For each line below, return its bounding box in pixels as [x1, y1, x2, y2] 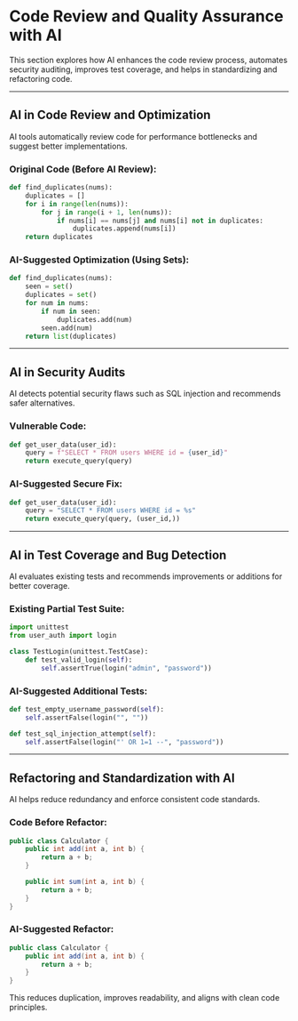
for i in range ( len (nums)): [25, 199, 129, 208]
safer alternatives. [9, 398, 75, 408]
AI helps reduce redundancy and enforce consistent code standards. [9, 794, 261, 805]
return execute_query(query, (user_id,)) [25, 514, 180, 524]
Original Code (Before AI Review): [9, 163, 157, 175]
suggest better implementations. [9, 141, 129, 151]
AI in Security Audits [9, 365, 126, 380]
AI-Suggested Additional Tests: [9, 685, 148, 697]
